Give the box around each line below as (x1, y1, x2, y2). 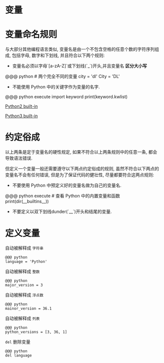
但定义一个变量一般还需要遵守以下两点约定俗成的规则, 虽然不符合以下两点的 (5, 166, 159, 172)
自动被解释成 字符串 (5, 245, 43, 251)
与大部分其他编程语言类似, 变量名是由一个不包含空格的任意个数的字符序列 (5, 46, 155, 52)
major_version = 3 (5, 282, 43, 287)
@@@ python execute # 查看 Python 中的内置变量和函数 (5, 193, 120, 199)
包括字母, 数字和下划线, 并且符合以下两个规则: (11, 52, 105, 58)
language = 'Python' (5, 259, 48, 264)
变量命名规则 (5, 29, 58, 40)
